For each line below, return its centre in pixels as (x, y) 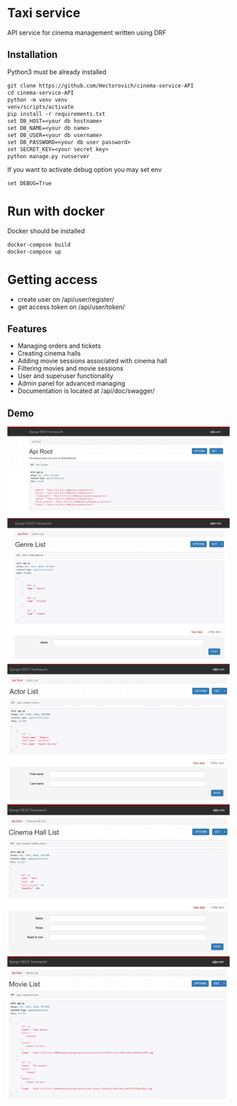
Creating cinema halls (49, 353)
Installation (32, 55)
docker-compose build (39, 245)
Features (27, 329)
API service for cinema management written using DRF (87, 33)
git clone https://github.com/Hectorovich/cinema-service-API (101, 86)
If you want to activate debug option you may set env (85, 169)
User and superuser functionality (66, 376)
